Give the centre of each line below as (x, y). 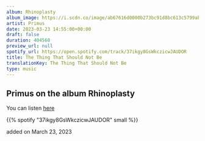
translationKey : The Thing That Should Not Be (67, 63)
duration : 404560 (28, 40)
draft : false (23, 35)
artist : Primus (26, 23)
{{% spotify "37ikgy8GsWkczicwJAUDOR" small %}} (72, 120)
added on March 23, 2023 (39, 132)
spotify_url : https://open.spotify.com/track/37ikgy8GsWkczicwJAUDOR (97, 52)
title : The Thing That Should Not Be (54, 57)
